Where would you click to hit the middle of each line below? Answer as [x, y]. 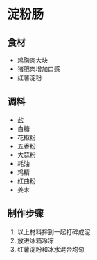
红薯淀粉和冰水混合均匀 [51, 249]
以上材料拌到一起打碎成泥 [54, 231]
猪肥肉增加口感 [38, 69]
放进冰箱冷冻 [35, 240]
